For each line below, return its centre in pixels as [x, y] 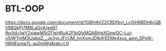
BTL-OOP [25, 9]
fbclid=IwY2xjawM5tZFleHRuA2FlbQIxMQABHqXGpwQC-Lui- [69, 33]
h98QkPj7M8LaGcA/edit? [31, 27]
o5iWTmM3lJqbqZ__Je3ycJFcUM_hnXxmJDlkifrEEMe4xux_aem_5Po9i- [79, 38]
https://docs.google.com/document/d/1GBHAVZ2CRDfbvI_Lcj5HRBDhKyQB [83, 22]
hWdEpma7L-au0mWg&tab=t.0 [37, 43]
